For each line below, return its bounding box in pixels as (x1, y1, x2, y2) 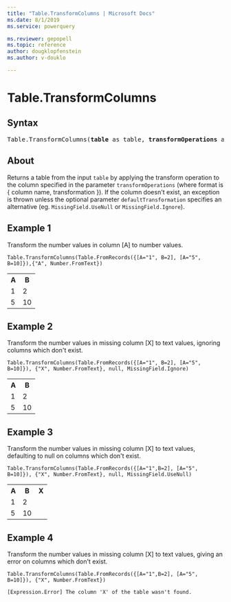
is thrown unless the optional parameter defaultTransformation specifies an (7, 195, 222, 203)
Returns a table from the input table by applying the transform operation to (7, 173, 220, 181)
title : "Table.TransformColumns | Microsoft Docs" (7, 10, 155, 17)
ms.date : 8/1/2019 (7, 16, 60, 23)
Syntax (7, 118, 38, 129)
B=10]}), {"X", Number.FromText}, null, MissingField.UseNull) (7, 471, 192, 478)
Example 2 (7, 320, 53, 332)
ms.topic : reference (7, 42, 67, 49)
